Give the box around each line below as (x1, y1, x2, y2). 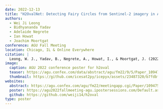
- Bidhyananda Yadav (9, 25, 51, 30)
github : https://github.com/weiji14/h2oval (9, 92, 98, 97)
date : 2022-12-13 (5, 7, 40, 12)
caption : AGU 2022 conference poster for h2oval (9, 66, 110, 70)
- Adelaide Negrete (9, 29, 49, 34)
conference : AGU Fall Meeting (5, 43, 66, 48)
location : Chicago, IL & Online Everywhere (5, 47, 95, 52)
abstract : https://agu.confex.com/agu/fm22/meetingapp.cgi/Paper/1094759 (9, 83, 162, 88)
